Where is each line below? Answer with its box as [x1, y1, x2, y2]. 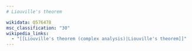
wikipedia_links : [6, 30, 49, 36]
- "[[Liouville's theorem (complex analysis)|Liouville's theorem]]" [11, 36, 187, 42]
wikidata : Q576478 [6, 19, 52, 26]
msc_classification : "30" [6, 25, 70, 31]
